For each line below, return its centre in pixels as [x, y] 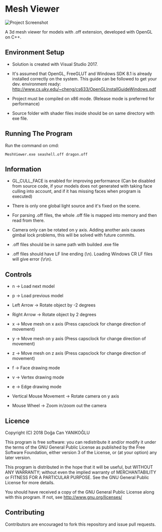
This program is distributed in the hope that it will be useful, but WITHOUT [79, 467]
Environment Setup [35, 52]
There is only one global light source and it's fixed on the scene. [76, 206]
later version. [18, 457]
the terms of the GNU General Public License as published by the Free [75, 447]
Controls [18, 275]
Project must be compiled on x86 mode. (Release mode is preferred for [83, 98]
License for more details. [30, 483]
